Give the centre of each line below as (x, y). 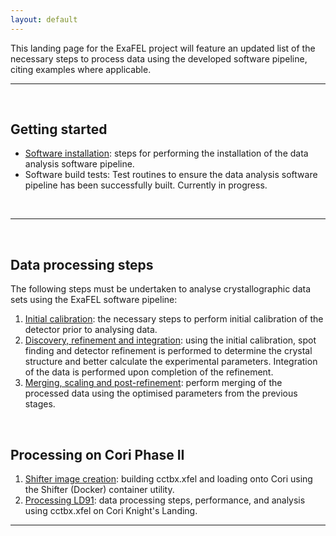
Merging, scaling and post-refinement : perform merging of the (153, 383)
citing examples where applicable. (81, 69)
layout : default (44, 19)
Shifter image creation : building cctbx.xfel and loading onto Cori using (168, 479)
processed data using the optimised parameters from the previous (161, 393)
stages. (40, 404)
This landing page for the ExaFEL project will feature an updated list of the (163, 48)
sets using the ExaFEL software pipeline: (94, 300)
